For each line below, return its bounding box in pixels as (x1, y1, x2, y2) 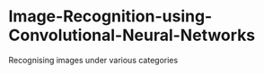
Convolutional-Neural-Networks (8, 25, 256, 45)
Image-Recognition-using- (8, 6, 213, 27)
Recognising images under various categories (8, 54, 179, 65)
